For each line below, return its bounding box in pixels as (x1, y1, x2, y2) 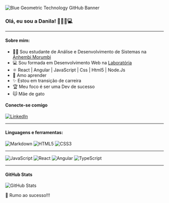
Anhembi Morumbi (12, 54, 51, 60)
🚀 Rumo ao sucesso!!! (5, 192, 50, 198)
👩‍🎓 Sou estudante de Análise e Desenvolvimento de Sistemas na (12, 48, 147, 55)
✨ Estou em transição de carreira (12, 77, 81, 83)
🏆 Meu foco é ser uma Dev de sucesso (12, 83, 95, 89)
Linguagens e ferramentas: (5, 130, 63, 136)
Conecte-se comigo (5, 102, 48, 108)
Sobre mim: (5, 37, 30, 43)
